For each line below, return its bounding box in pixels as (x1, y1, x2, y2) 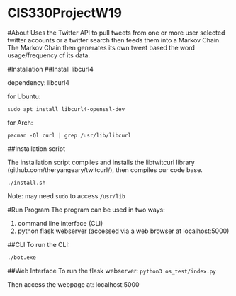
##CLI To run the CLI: (7, 240, 70, 249)
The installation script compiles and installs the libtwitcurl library (7, 158, 195, 166)
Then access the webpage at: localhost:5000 (7, 280, 140, 288)
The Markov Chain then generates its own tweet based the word (7, 43, 195, 52)
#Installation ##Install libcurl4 (7, 64, 94, 73)
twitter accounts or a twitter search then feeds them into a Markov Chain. (7, 35, 221, 44)
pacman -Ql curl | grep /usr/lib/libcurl (7, 132, 132, 139)
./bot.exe (7, 254, 37, 261)
